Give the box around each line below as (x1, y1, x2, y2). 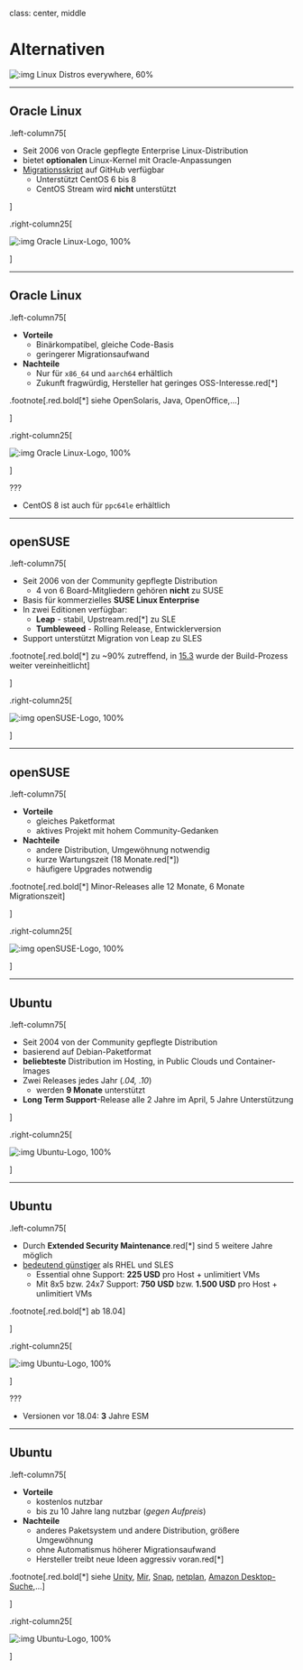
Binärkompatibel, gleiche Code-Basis (35, 338, 174, 350)
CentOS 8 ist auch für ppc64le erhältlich (22, 500, 170, 511)
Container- (235, 1056, 277, 1066)
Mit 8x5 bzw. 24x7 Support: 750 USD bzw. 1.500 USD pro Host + (35, 1278, 278, 1289)
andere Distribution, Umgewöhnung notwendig (35, 844, 210, 855)
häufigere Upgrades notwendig (35, 863, 152, 874)
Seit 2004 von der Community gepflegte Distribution (22, 1037, 218, 1047)
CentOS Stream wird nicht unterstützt (35, 183, 177, 194)
